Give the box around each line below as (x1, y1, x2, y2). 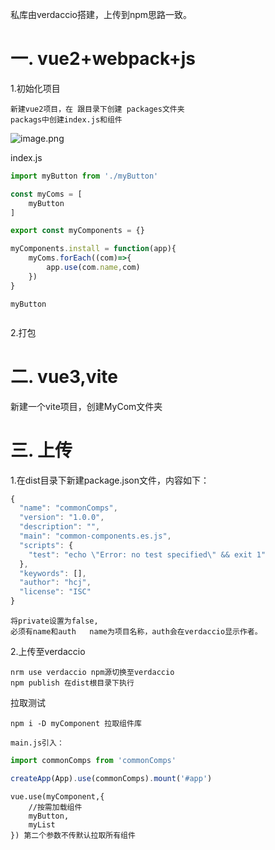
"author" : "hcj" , (19, 578, 92, 588)
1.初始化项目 (10, 82, 61, 94)
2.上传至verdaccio (10, 646, 86, 658)
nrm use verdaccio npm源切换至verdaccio (10, 668, 175, 678)
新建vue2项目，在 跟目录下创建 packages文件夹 (10, 104, 185, 114)
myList (28, 819, 56, 830)
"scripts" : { (19, 540, 74, 550)
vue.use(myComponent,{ (10, 791, 105, 802)
